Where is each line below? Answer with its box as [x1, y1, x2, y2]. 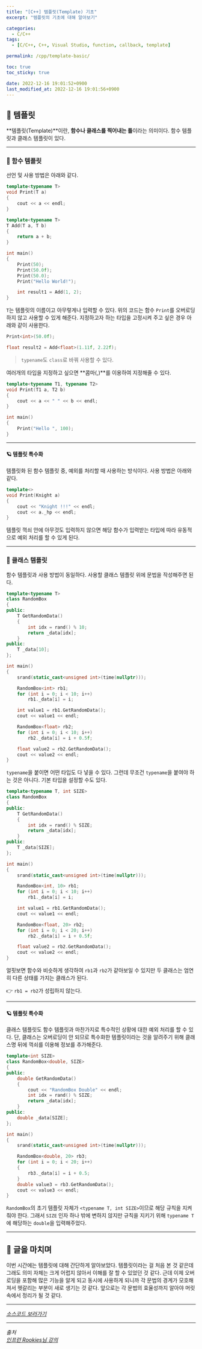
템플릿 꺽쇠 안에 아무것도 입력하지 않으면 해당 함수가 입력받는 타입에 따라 [6, 526, 176, 534]
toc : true [6, 64, 31, 70]
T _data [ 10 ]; [17, 647, 50, 653]
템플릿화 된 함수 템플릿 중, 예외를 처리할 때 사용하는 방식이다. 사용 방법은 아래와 [6, 467, 192, 474]
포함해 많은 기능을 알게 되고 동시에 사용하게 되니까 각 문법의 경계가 [22, 1277, 178, 1284]
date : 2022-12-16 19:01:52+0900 [6, 80, 87, 86]
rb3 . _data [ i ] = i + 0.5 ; [28, 1170, 90, 1176]
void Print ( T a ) [6, 189, 47, 195]
